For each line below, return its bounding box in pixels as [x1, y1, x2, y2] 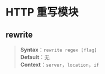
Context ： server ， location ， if [20, 61, 100, 68]
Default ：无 [20, 54, 50, 60]
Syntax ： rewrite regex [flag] [20, 46, 97, 53]
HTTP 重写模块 [5, 5, 79, 19]
